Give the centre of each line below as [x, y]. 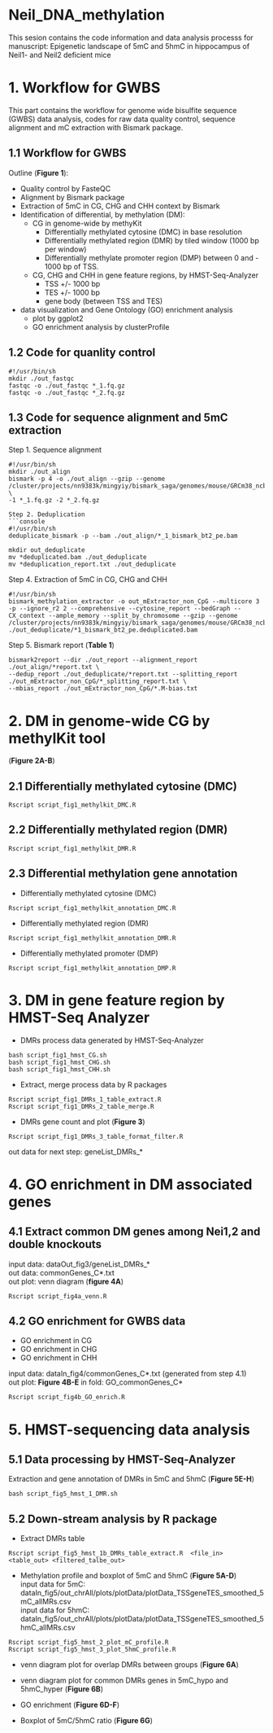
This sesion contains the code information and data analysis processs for [131, 37]
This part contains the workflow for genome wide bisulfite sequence [123, 110]
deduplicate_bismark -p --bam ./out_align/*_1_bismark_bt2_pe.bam [123, 536]
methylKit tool [57, 738]
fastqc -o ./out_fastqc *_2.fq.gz [67, 392]
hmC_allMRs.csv [48, 1628]
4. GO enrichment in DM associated [131, 1184]
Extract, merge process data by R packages [93, 1084]
